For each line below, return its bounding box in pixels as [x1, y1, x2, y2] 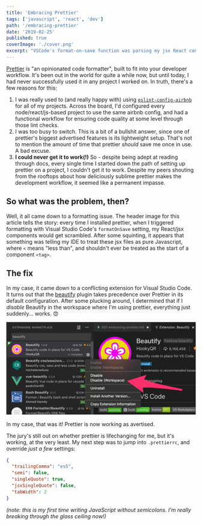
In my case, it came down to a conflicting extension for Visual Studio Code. [6, 284, 192, 291]
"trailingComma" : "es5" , [11, 463, 74, 469]
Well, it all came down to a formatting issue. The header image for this [6, 212, 180, 220]
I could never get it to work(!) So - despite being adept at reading [14, 153, 179, 161]
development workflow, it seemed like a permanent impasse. [14, 179, 165, 186]
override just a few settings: [6, 445, 76, 452]
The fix [6, 268, 33, 279]
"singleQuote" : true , [11, 476, 66, 483]
